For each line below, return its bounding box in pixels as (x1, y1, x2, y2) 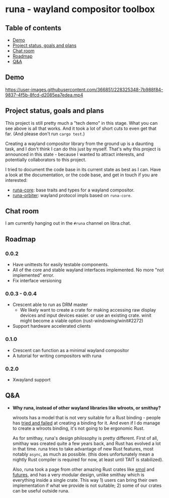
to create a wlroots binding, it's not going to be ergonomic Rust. (12, 425, 145, 431)
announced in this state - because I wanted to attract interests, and (5, 151, 144, 157)
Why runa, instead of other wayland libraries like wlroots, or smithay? (12, 405, 161, 411)
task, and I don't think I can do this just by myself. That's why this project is (5, 145, 161, 152)
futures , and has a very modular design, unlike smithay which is (12, 471, 145, 478)
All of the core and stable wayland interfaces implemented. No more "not (12, 267, 164, 273)
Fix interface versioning (12, 278, 62, 284)
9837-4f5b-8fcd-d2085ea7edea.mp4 (5, 92, 83, 98)
